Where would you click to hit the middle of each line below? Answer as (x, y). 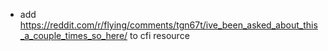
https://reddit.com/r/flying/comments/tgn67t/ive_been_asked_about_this (168, 25)
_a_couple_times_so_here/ (73, 35)
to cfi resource (159, 35)
